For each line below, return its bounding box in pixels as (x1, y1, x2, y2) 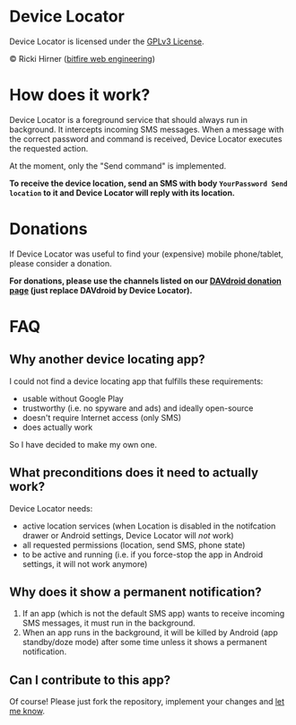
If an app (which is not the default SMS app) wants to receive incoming (22, 608, 285, 619)
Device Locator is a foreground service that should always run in (9, 114, 248, 125)
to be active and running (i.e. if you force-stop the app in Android (22, 549, 264, 560)
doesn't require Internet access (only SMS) (22, 412, 182, 423)
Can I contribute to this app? (9, 672, 171, 687)
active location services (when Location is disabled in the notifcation (22, 520, 276, 531)
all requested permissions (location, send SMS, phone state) (22, 539, 246, 550)
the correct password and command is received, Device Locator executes (9, 133, 283, 144)
